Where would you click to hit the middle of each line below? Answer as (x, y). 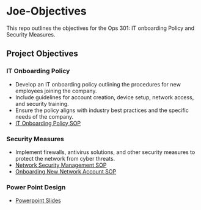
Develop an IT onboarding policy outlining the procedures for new (98, 84)
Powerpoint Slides (38, 201)
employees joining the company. (56, 91)
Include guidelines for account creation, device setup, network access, (104, 97)
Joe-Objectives (46, 11)
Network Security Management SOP (61, 165)
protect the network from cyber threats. (65, 158)
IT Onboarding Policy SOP (48, 123)
